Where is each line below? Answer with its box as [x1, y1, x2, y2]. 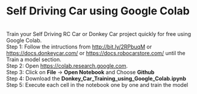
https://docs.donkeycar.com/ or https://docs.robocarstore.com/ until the [6, 49, 186, 56]
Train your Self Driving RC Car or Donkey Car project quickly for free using [6, 30, 192, 37]
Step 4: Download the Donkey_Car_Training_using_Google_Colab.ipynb [6, 75, 187, 82]
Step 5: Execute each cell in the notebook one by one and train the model [6, 81, 189, 88]
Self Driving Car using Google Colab [6, 4, 190, 18]
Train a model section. [6, 56, 61, 63]
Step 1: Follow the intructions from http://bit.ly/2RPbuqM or [6, 43, 152, 50]
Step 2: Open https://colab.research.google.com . [6, 62, 128, 69]
